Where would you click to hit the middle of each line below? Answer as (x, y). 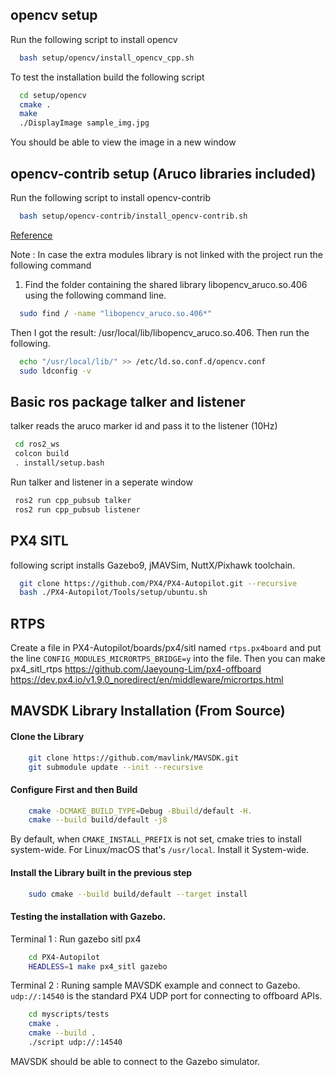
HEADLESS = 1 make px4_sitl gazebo (98, 966)
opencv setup (54, 15)
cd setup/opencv (53, 95)
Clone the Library (47, 737)
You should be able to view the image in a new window (123, 142)
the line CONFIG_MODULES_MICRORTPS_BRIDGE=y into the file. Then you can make (168, 659)
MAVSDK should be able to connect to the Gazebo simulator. (135, 1061)
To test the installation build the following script (107, 77)
